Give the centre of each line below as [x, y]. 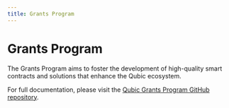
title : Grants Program [41, 14]
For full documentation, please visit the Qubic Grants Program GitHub [109, 90]
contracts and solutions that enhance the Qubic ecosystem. [95, 76]
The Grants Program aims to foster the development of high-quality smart [115, 68]
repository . [23, 97]
